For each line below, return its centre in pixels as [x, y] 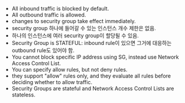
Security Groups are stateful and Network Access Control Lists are [93, 88]
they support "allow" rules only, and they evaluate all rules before [91, 76]
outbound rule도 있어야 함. [43, 50]
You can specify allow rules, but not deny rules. [69, 70]
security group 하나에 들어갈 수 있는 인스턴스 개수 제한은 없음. [84, 28]
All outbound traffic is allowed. [49, 15]
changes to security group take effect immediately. [74, 21]
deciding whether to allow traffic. [52, 82]
